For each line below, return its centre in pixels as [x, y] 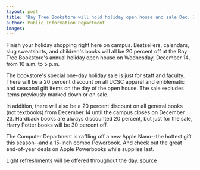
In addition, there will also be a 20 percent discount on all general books [95, 106]
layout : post [22, 12]
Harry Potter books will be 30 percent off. [57, 125]
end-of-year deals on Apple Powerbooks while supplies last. [80, 149]
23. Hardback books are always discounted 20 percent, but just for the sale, [99, 119]
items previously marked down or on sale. [57, 95]
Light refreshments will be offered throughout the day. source [82, 160]
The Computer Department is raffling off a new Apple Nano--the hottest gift [99, 137]
